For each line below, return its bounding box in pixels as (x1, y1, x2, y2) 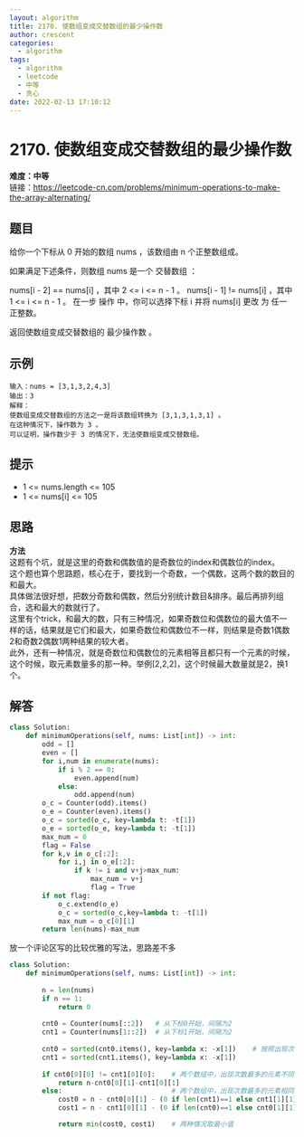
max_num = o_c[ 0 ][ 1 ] (57, 916, 136, 925)
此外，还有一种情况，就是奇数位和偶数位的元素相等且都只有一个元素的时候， (9, 647, 295, 658)
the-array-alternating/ (9, 192, 91, 204)
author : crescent (9, 30, 75, 39)
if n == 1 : (42, 994, 83, 1003)
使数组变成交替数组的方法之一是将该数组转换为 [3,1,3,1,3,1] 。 (9, 411, 225, 420)
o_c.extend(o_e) (57, 899, 119, 909)
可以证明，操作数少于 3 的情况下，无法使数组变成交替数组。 (9, 430, 204, 439)
